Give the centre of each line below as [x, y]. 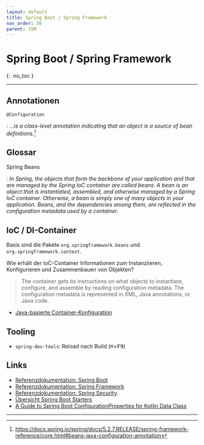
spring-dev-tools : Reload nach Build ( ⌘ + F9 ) [70, 347]
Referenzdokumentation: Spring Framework [70, 386]
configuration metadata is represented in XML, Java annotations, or [105, 294]
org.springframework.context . [44, 251]
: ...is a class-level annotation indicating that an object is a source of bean [100, 126]
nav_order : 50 [24, 23]
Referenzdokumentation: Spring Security [66, 393]
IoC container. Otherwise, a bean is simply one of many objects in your [95, 198]
